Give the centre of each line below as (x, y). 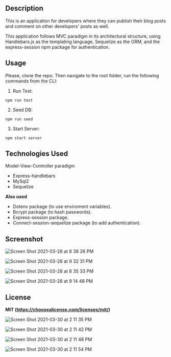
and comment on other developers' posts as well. (57, 26)
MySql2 (21, 181)
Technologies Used (36, 154)
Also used (16, 197)
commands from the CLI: (31, 81)
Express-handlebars (34, 176)
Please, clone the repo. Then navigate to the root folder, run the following (82, 75)
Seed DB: (22, 110)
